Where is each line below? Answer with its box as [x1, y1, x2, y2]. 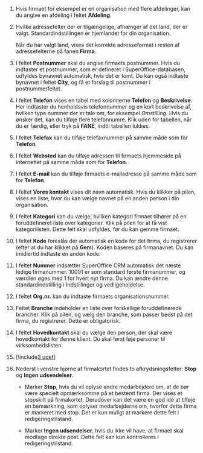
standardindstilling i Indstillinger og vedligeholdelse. [15, 281, 145, 288]
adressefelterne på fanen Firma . [15, 48, 97, 55]
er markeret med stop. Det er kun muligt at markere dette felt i [24, 409, 179, 416]
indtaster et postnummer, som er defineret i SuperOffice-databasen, [15, 66, 186, 73]
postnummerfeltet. [15, 85, 62, 92]
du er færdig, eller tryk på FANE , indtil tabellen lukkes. [15, 122, 150, 129]
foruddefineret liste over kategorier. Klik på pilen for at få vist [15, 220, 167, 226]
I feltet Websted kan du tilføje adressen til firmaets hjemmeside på [15, 152, 182, 159]
